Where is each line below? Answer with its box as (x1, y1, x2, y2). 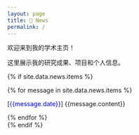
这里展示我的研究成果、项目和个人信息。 (7, 58, 124, 67)
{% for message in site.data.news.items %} (7, 86, 133, 95)
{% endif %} (7, 121, 44, 129)
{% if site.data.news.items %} (7, 72, 93, 81)
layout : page (7, 10, 46, 18)
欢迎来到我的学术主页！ (7, 44, 75, 52)
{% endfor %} (7, 113, 48, 122)
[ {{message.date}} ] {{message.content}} (7, 100, 126, 108)
